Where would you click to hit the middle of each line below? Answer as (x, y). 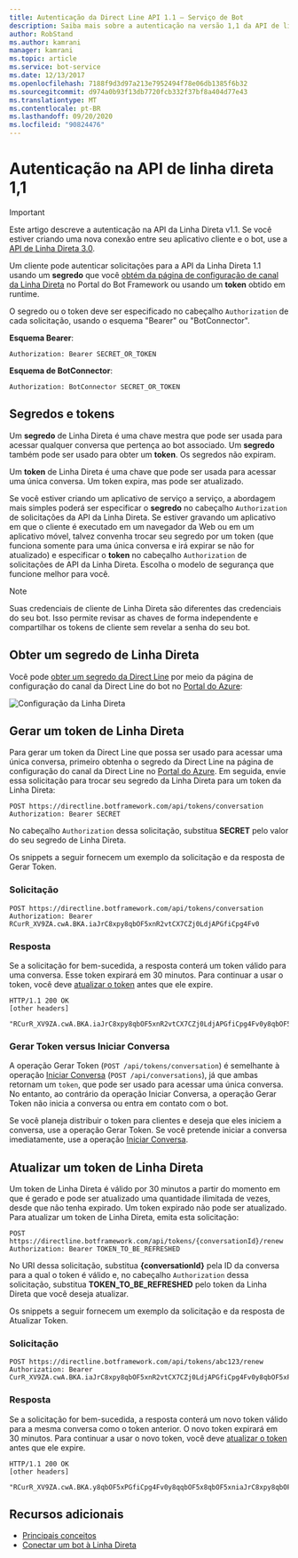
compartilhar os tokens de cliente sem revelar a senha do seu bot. (130, 627)
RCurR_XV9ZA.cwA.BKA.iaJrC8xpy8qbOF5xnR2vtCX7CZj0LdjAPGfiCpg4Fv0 (134, 924)
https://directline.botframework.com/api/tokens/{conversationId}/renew (146, 1242)
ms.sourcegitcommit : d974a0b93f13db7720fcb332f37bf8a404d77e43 (129, 92)
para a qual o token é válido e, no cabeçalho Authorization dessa (129, 1275)
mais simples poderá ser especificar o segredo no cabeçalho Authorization (149, 507)
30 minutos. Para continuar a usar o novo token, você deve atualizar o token (149, 1438)
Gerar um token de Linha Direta (97, 731)
